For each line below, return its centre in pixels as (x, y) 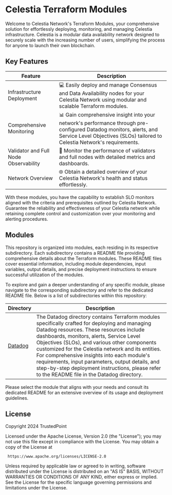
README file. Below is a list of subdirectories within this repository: (76, 295)
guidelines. (17, 398)
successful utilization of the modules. (45, 275)
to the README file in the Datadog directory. (89, 374)
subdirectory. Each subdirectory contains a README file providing (75, 253)
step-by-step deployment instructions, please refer (99, 368)
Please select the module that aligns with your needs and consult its (77, 387)
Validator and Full (29, 151)
